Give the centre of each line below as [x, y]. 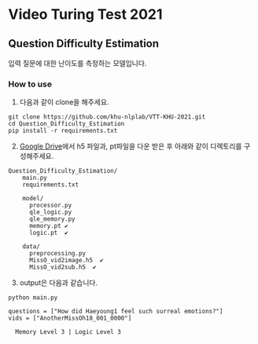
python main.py [33, 298]
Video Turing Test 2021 [85, 15]
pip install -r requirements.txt [63, 131]
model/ [33, 199]
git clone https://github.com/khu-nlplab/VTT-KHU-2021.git [107, 117]
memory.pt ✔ [48, 226]
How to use [30, 84]
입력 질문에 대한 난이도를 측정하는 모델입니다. [77, 63]
